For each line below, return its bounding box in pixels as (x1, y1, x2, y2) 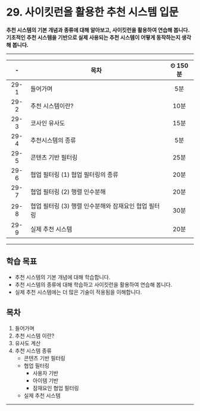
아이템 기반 (32, 377, 58, 384)
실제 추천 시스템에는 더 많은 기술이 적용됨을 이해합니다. (14, 288, 142, 296)
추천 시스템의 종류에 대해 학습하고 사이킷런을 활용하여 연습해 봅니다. (14, 281, 173, 288)
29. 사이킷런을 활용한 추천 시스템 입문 (6, 5, 179, 19)
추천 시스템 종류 (14, 347, 52, 354)
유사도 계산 (14, 339, 41, 346)
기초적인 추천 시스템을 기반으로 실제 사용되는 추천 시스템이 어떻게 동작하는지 (6, 33, 180, 41)
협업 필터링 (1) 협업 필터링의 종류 (30, 170, 118, 179)
